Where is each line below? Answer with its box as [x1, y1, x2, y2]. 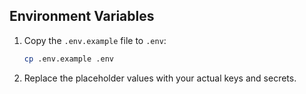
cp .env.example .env [23, 54, 114, 64]
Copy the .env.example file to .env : [23, 34, 167, 46]
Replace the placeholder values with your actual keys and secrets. [23, 72, 297, 84]
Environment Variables [9, 8, 155, 25]
